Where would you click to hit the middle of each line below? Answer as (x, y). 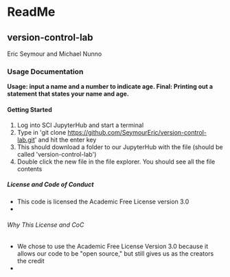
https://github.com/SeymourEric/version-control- (137, 132)
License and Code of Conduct (50, 185)
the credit (31, 261)
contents (30, 168)
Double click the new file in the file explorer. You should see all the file (116, 162)
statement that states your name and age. (68, 94)
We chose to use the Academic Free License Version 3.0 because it (113, 246)
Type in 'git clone (42, 132)
